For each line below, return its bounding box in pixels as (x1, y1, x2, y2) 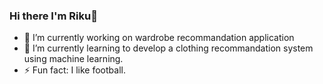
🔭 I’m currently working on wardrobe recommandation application (23, 32, 295, 44)
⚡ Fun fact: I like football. (23, 64, 126, 76)
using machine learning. (23, 53, 124, 65)
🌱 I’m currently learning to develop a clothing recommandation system (23, 42, 314, 54)
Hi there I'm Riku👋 (9, 9, 98, 23)
